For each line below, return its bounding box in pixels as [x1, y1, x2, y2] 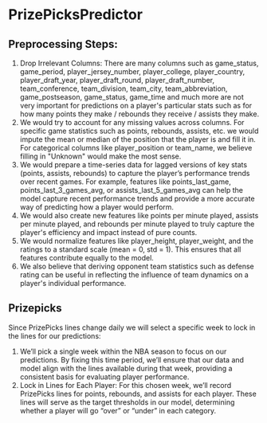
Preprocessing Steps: [8, 37, 118, 51]
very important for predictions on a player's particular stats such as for [19, 101, 253, 110]
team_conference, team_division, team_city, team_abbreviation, [19, 84, 228, 93]
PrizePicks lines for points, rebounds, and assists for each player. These [19, 389, 257, 398]
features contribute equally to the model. [19, 253, 154, 262]
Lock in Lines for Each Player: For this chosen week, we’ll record [19, 380, 232, 390]
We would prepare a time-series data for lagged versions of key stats [19, 160, 248, 169]
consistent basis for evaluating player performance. [19, 372, 190, 382]
